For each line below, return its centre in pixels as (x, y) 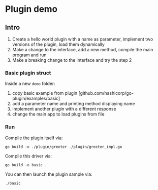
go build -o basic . (26, 165)
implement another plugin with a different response (64, 109)
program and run (29, 55)
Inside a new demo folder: (30, 84)
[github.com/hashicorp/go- (106, 93)
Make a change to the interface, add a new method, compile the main (83, 50)
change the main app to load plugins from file (58, 114)
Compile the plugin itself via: (34, 138)
